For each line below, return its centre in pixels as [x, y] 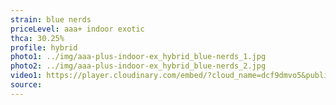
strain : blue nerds [51, 19]
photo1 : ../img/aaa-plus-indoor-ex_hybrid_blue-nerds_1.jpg [138, 57]
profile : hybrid [44, 47]
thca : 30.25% [37, 38]
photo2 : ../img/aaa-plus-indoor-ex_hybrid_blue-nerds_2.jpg [138, 66]
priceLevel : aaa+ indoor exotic [77, 29]
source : [26, 85]
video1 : [26, 76]
